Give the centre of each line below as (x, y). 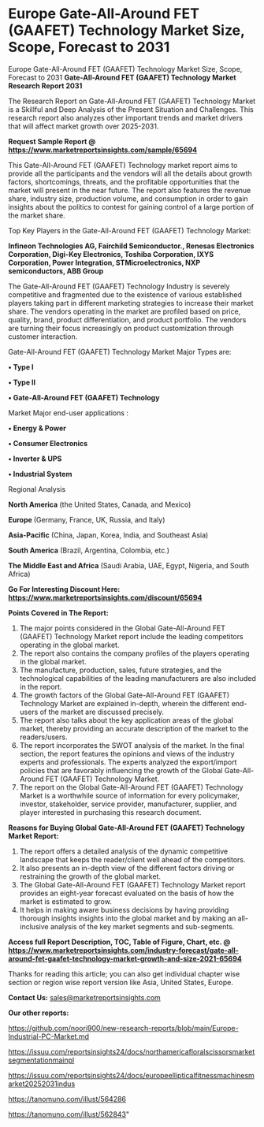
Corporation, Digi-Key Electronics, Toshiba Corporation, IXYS (111, 254)
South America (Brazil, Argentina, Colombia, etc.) (89, 550)
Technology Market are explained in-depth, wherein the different (125, 703)
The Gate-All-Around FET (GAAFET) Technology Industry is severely (119, 286)
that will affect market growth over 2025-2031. (84, 126)
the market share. (37, 215)
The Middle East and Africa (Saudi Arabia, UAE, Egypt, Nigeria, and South (129, 565)
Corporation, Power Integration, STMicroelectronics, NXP (104, 262)
